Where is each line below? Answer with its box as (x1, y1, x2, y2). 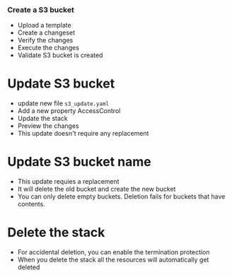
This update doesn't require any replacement (17, 129, 149, 138)
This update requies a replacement (17, 177, 120, 186)
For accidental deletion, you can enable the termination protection (17, 248, 210, 257)
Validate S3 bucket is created (17, 51, 103, 59)
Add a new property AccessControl (17, 107, 121, 115)
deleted (17, 263, 40, 271)
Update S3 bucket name (7, 154, 152, 170)
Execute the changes (17, 44, 80, 52)
